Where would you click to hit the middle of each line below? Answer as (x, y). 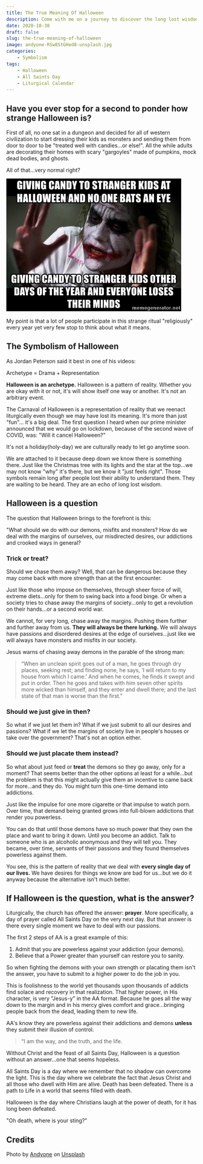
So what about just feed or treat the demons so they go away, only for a (96, 767)
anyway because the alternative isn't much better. (69, 879)
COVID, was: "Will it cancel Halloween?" (56, 435)
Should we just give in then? (48, 712)
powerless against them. (37, 855)
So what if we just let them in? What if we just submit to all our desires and (99, 725)
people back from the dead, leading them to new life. (72, 1011)
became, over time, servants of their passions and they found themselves (98, 848)
